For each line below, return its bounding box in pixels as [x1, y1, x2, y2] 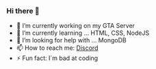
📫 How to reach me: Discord [16, 44, 99, 52]
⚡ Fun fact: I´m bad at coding [16, 54, 99, 62]
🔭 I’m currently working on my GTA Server [16, 22, 135, 30]
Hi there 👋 [6, 6, 40, 16]
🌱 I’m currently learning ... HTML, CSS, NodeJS [16, 29, 150, 37]
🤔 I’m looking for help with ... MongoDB [16, 36, 127, 44]
